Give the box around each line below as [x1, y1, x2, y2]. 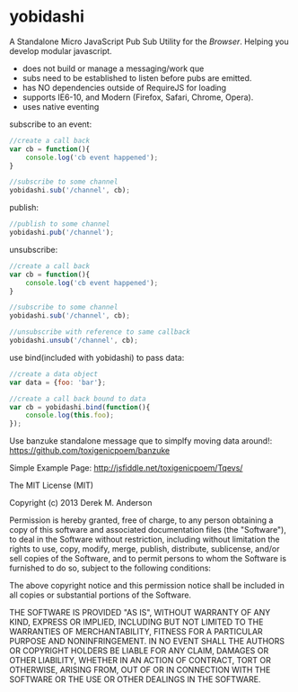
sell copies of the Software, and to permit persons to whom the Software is [9, 553, 287, 564]
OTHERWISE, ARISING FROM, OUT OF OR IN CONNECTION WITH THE [9, 664, 271, 676]
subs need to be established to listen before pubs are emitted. [22, 72, 252, 83]
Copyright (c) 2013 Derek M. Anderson [9, 498, 153, 508]
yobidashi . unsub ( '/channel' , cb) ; [9, 336, 139, 346]
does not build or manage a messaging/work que [22, 63, 205, 74]
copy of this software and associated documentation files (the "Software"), [9, 525, 287, 535]
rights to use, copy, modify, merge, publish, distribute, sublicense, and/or [9, 544, 280, 554]
